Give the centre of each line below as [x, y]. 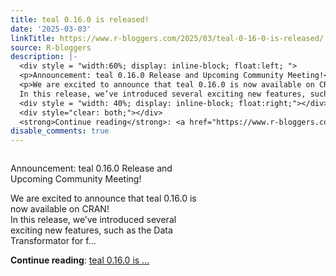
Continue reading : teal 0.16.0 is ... [80, 260]
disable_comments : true [60, 131]
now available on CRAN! [60, 209]
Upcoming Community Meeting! [76, 179]
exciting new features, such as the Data [91, 230]
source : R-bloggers [51, 47]
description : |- [44, 57]
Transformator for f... [53, 241]
